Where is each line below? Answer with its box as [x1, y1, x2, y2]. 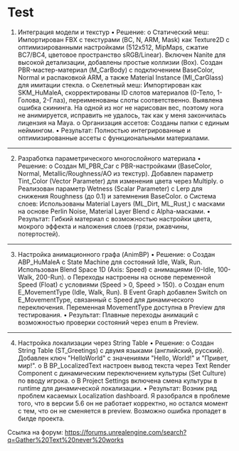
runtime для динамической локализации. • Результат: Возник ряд [17, 383, 218, 392]
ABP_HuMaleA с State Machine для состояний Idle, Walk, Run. [17, 258, 203, 266]
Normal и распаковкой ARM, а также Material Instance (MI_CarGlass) [17, 73, 224, 82]
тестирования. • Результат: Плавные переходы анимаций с [17, 310, 199, 319]
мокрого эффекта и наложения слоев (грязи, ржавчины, [17, 222, 190, 230]
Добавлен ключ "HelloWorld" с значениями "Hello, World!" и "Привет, [17, 354, 229, 362]
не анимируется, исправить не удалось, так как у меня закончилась [17, 111, 227, 120]
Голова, [17, 95, 41, 104]
